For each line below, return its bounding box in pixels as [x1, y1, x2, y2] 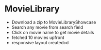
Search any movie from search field [11, 24, 83, 30]
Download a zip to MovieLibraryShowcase [11, 19, 96, 25]
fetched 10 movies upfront [11, 35, 65, 40]
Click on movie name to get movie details [11, 29, 94, 35]
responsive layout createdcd [11, 39, 69, 45]
